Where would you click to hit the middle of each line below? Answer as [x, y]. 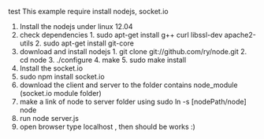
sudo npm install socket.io [62, 77]
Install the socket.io [51, 68]
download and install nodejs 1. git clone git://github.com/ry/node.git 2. [133, 51]
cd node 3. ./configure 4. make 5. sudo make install [103, 60]
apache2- [240, 35]
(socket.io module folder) [61, 93]
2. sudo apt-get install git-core [84, 43]
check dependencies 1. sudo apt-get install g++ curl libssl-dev [121, 35]
